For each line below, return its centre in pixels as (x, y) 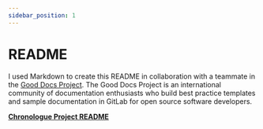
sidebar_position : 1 (42, 15)
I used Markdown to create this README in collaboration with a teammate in (132, 76)
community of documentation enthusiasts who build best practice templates (132, 93)
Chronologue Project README (58, 116)
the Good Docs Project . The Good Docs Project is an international (115, 84)
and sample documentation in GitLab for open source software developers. (130, 101)
